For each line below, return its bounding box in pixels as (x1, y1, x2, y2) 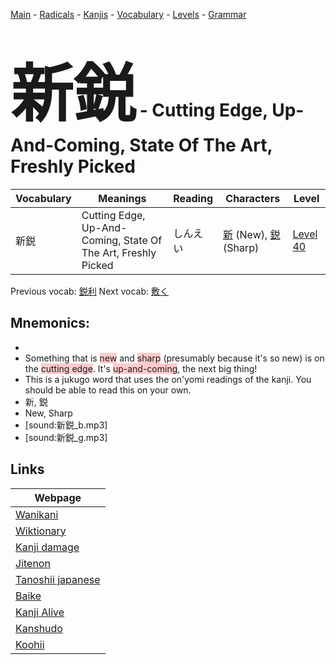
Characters (225, 191, 281, 205)
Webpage (34, 490, 82, 504)
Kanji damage (15, 540, 80, 554)
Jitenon (15, 556, 51, 570)
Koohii (15, 637, 45, 651)
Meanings (98, 191, 147, 205)
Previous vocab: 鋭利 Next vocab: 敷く (10, 285, 169, 297)
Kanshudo (15, 621, 63, 635)
